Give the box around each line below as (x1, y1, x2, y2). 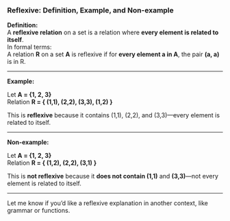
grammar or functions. (7, 207, 71, 215)
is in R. (7, 58, 26, 66)
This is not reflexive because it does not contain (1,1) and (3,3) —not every (7, 172, 219, 181)
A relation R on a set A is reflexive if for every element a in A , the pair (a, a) (7, 50, 220, 58)
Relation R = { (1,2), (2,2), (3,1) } (7, 159, 97, 167)
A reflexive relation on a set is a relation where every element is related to (7, 28, 219, 36)
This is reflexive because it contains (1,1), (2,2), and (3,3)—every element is (7, 111, 220, 119)
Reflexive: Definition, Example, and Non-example (7, 5, 175, 15)
